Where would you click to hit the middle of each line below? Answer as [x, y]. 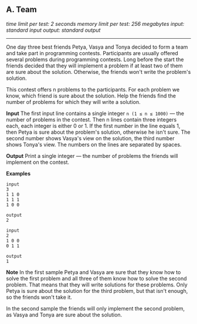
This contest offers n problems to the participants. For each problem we [93, 89]
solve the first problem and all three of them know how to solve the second [96, 278]
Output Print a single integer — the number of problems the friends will [92, 156]
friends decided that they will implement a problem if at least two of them [94, 65]
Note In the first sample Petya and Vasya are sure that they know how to [94, 272]
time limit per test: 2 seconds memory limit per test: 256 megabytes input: [95, 23]
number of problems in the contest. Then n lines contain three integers [91, 119]
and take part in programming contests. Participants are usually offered [92, 53]
